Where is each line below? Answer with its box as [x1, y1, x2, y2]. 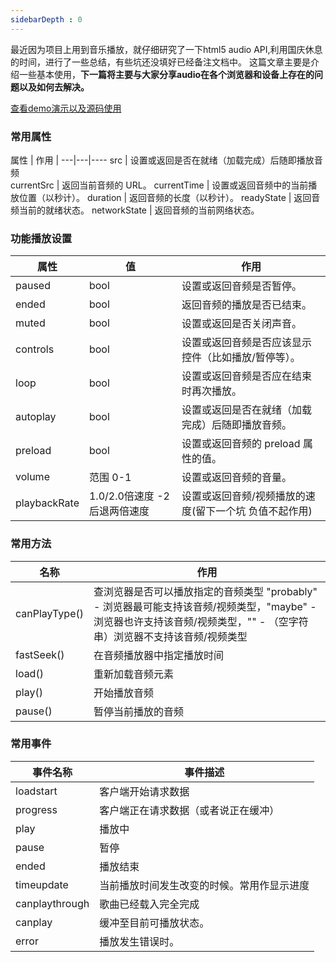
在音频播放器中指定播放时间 [93, 648, 224, 662]
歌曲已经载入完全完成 [99, 897, 200, 911]
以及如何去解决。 [18, 81, 90, 93]
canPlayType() [15, 606, 84, 620]
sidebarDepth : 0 [10, 14, 83, 25]
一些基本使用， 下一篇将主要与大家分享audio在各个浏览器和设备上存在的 [18, 68, 315, 80]
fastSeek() [15, 647, 65, 661]
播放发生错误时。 [99, 934, 180, 948]
